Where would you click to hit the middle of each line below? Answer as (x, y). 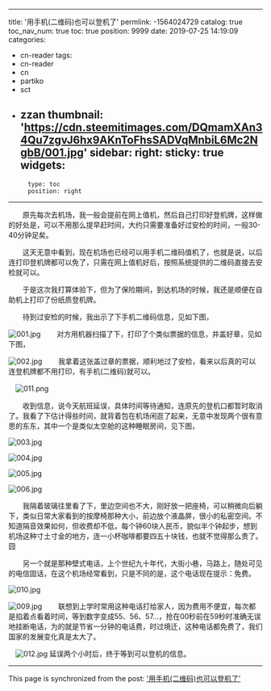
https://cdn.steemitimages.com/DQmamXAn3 (143, 127)
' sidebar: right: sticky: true (154, 153)
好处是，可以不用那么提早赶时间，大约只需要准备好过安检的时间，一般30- (138, 225)
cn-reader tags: (46, 55)
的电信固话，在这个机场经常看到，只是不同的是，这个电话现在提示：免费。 (132, 573)
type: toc (44, 184)
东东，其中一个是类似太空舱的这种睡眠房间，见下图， (110, 426)
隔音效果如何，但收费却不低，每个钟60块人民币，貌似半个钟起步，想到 (140, 525)
